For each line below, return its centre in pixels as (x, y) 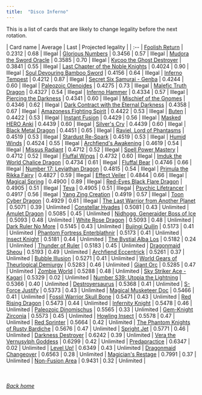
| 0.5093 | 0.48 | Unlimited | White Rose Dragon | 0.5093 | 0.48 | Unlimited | (100, 220)
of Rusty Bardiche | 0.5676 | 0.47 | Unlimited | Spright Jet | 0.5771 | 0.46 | (97, 328)
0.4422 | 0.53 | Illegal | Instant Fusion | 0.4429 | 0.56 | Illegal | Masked (94, 117)
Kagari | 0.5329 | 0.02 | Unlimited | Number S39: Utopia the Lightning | (94, 277)
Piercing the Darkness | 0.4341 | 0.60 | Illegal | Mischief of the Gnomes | (96, 98)
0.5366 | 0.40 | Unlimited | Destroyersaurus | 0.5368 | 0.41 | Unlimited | (94, 284)
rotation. (17, 35)
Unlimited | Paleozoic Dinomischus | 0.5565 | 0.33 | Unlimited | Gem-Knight (100, 309)
